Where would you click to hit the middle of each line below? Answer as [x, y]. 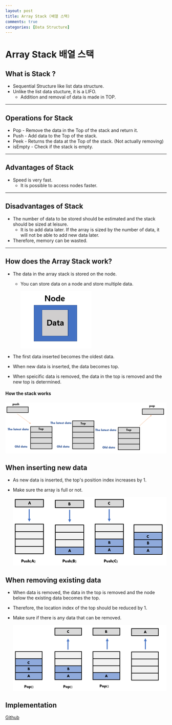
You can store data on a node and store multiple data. [77, 284]
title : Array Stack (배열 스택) [38, 16]
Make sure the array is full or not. [48, 490]
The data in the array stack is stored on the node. [64, 274]
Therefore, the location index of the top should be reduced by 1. [80, 608]
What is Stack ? [31, 74]
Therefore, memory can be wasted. [50, 240]
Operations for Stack [39, 118]
